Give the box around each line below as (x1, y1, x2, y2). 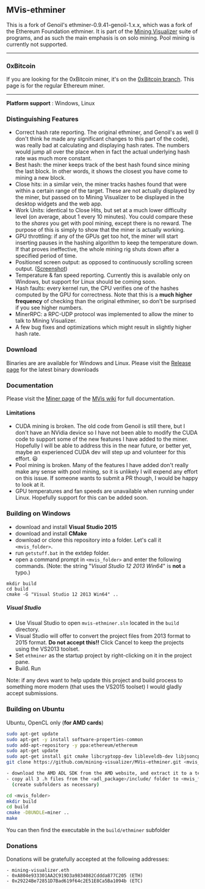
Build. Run (15, 665, 41, 672)
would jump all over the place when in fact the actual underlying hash (15, 148, 190, 155)
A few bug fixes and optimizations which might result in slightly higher (15, 323, 192, 331)
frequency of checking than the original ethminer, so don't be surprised (15, 298, 196, 305)
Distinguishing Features (6, 115, 79, 124)
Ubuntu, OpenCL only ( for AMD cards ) (6, 718, 104, 726)
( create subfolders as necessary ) (12, 781, 99, 788)
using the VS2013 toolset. (15, 645, 80, 653)
